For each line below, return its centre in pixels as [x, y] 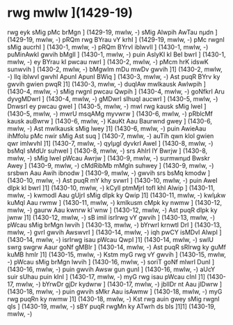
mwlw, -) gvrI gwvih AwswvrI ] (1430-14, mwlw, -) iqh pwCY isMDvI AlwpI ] [114, 232]
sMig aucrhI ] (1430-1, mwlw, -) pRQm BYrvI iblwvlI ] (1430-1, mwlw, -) [108, 47]
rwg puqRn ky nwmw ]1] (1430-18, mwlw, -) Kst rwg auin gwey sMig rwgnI [114, 298]
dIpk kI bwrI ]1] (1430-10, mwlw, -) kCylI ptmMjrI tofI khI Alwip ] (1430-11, [111, 188]
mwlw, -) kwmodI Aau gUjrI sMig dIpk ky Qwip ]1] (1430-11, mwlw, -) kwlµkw [116, 195]
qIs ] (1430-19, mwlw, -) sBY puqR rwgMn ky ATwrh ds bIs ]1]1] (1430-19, [112, 306]
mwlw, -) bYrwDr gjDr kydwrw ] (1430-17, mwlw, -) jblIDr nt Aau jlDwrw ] [119, 284]
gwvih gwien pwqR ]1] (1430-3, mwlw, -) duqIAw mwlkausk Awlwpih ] [107, 84]
